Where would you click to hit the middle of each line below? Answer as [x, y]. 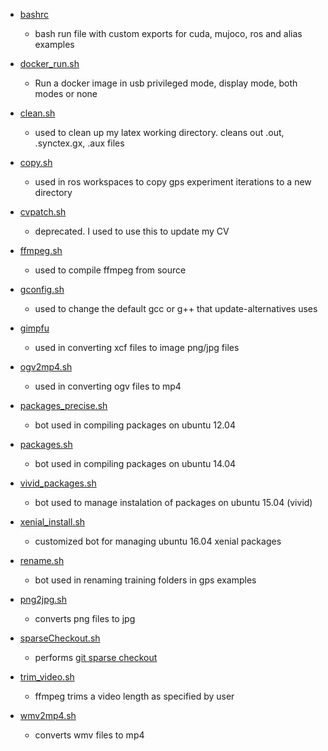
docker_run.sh [49, 63]
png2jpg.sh [43, 599]
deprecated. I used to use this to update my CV [132, 231]
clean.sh [37, 113]
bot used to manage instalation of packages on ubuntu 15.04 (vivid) [173, 502]
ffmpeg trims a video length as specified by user [134, 696]
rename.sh [42, 560]
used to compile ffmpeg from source [110, 270]
